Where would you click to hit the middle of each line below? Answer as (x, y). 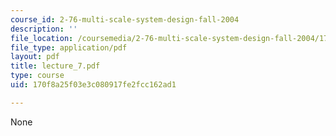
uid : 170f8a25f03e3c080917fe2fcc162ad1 (93, 85)
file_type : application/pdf (69, 47)
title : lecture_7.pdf (55, 66)
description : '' (44, 29)
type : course (37, 76)
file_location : (42, 38)
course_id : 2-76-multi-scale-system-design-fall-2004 (125, 19)
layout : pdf (35, 57)
